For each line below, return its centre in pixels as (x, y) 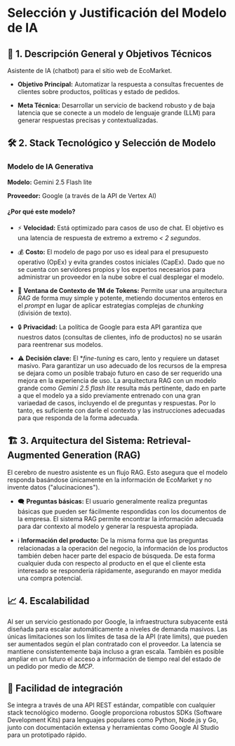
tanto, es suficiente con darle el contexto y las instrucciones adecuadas (121, 410)
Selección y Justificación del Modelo (117, 13)
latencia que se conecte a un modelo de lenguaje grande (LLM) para (116, 113)
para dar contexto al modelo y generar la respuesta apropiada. (108, 526)
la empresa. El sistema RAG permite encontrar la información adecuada (120, 518)
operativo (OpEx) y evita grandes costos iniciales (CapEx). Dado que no (121, 262)
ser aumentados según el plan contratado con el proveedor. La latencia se (114, 643)
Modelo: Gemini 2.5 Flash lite (50, 182)
